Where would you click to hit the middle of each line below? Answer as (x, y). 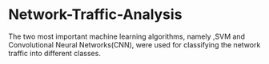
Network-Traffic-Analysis (95, 15)
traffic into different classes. (55, 53)
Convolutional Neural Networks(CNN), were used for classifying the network (134, 44)
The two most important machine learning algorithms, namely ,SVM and (127, 36)
